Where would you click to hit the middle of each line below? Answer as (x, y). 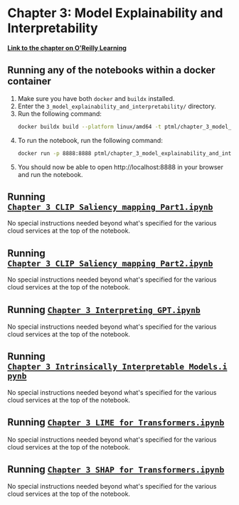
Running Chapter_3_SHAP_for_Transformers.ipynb (116, 469)
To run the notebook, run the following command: (90, 140)
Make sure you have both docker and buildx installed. (96, 98)
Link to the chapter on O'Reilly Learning (67, 48)
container (30, 81)
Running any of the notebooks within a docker (111, 70)
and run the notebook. (50, 174)
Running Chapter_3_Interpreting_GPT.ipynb (104, 310)
